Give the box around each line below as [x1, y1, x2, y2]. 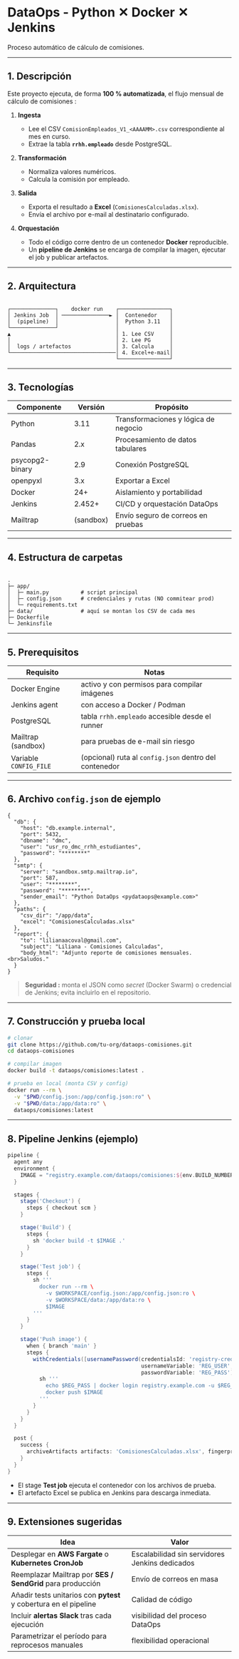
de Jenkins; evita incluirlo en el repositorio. [24, 988, 152, 997]
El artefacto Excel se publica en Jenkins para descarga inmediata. [17, 1488, 211, 1497]
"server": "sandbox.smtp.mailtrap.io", [20, 868, 139, 875]
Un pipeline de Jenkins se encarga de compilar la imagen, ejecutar [28, 245, 226, 254]
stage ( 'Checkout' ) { [20, 1198, 81, 1205]
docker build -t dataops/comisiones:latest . [7, 1067, 144, 1074]
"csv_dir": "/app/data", [20, 912, 94, 919]
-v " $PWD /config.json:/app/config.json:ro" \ [14, 1093, 152, 1100]
